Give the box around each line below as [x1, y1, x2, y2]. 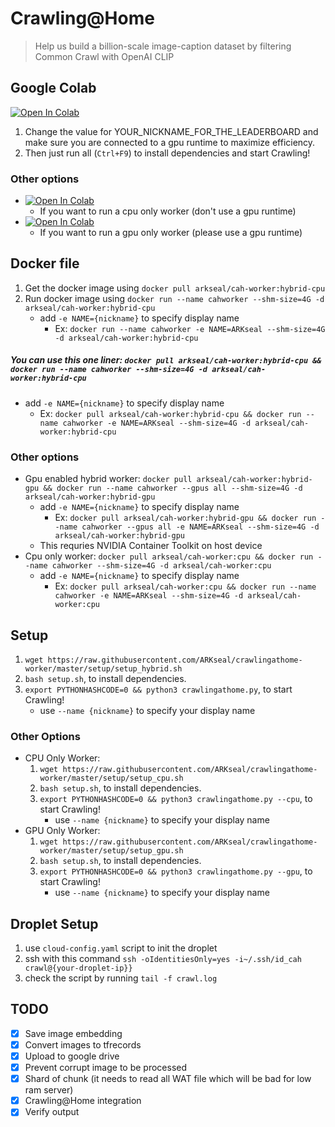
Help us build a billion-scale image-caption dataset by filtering [34, 40, 292, 52]
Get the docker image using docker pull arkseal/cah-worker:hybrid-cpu [24, 282, 326, 294]
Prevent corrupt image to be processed [24, 1062, 188, 1074]
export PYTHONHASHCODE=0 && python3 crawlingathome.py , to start [24, 683, 293, 695]
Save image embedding [24, 1027, 123, 1039]
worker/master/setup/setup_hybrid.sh [24, 663, 183, 674]
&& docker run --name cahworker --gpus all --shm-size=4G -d [43, 483, 303, 494]
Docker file [10, 255, 80, 272]
